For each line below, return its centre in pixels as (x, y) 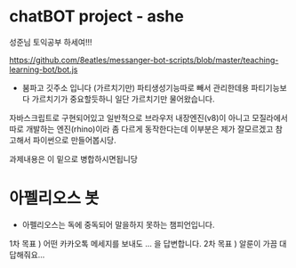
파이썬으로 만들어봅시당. (75, 140)
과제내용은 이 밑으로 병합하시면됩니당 (73, 158)
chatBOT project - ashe (96, 16)
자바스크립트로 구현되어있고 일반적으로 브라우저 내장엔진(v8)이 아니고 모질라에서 (149, 118)
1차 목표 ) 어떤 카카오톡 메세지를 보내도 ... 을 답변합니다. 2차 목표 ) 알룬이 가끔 (144, 243)
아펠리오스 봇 (54, 199)
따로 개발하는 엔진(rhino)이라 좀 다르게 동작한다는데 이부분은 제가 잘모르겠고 (141, 129)
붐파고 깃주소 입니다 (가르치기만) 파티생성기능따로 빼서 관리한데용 (136, 87)
